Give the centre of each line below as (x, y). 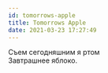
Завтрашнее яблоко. (43, 60)
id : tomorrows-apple (42, 15)
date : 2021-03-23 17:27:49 (52, 30)
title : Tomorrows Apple (47, 23)
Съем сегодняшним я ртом (54, 53)
